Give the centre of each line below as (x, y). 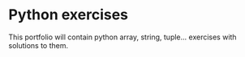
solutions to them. (39, 45)
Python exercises (68, 15)
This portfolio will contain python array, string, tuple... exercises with (122, 37)
